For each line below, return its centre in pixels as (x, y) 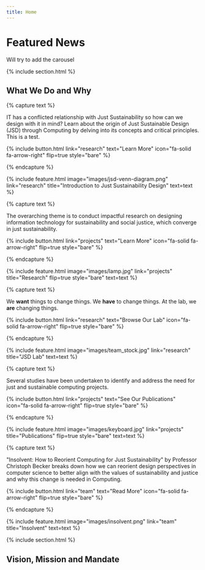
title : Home (21, 12)
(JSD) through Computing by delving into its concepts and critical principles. (103, 130)
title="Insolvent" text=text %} (43, 528)
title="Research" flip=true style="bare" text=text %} (72, 278)
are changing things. (32, 308)
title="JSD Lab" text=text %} (42, 357)
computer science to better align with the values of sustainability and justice (102, 473)
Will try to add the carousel (40, 60)
